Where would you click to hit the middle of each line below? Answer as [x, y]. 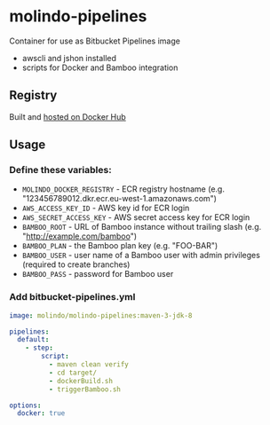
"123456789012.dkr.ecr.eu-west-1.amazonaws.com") [119, 199]
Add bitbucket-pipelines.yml [72, 297]
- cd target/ [73, 373]
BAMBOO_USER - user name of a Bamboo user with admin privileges [141, 256]
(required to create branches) [76, 264]
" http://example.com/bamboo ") [79, 236]
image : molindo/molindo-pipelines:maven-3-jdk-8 [101, 315]
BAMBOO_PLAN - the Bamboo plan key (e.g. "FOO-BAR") [120, 246]
